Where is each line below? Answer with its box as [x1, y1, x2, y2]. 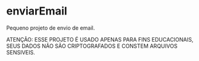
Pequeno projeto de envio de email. [6, 24, 95, 31]
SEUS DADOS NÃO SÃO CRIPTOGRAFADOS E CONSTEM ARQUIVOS [6, 42, 178, 50]
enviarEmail [6, 4, 68, 18]
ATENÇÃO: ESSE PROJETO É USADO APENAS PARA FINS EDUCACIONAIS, [6, 36, 194, 43]
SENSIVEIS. [6, 48, 35, 56]
